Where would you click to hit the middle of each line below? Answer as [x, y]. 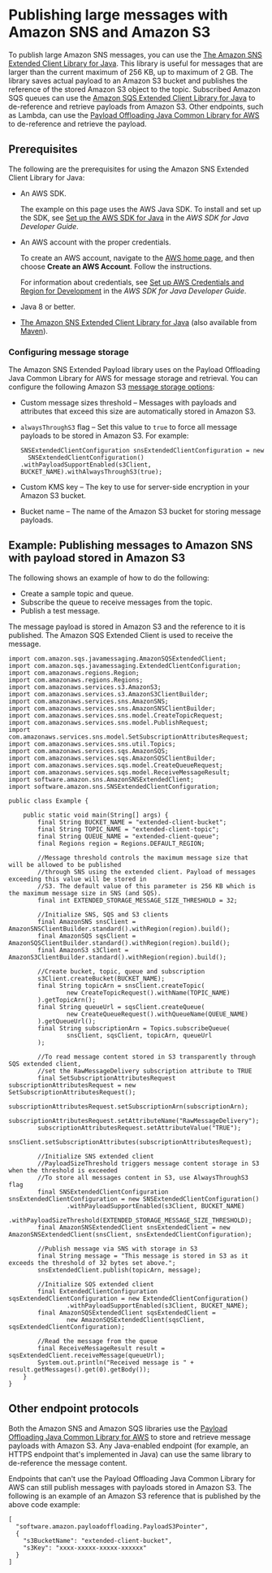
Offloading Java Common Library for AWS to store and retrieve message [130, 1436]
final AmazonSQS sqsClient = [87, 936]
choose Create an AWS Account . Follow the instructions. [116, 266]
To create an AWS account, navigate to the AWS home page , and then [137, 258]
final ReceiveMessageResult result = [101, 1348]
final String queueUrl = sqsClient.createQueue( [121, 1007]
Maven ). [34, 331]
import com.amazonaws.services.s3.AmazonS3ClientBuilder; [108, 694]
